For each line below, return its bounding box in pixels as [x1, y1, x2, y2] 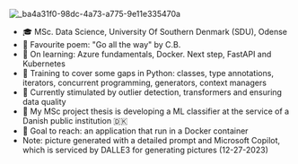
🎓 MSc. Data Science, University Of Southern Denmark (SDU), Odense [22, 27, 287, 37]
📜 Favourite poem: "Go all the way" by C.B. [22, 39, 181, 49]
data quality [22, 97, 66, 107]
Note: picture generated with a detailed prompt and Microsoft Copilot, [22, 135, 281, 145]
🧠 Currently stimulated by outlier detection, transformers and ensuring [22, 87, 283, 98]
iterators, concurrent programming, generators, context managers [22, 77, 267, 88]
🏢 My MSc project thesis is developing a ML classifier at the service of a [22, 106, 290, 117]
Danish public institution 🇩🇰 [22, 116, 128, 125]
